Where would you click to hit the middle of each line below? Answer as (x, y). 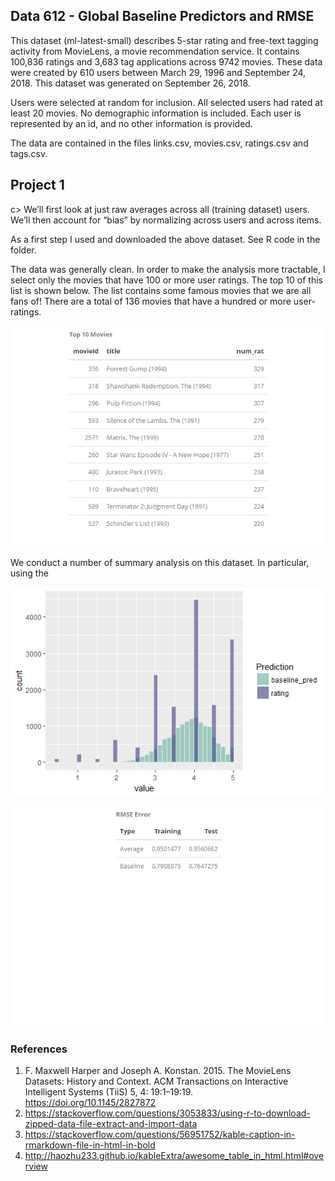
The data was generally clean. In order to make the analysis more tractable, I (168, 269)
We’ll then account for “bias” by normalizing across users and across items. (166, 220)
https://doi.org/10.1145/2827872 (90, 1103)
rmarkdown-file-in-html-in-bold (90, 1145)
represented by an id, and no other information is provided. (131, 123)
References (39, 1049)
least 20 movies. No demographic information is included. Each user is (156, 113)
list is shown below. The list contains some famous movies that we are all (161, 290)
